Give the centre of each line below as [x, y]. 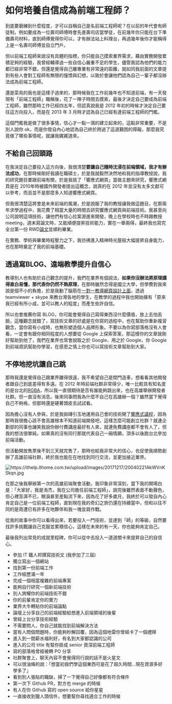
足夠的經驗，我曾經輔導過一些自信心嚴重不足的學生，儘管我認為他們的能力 [88, 62]
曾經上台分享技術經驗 [35, 619]
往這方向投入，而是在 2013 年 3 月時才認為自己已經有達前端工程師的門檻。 [84, 112]
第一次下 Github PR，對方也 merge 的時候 [57, 683]
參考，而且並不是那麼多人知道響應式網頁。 [55, 192]
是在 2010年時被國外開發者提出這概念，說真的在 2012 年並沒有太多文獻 [84, 186]
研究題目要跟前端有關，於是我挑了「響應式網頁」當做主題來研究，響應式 [86, 179]
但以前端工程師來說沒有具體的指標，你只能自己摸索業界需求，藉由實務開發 [84, 56]
